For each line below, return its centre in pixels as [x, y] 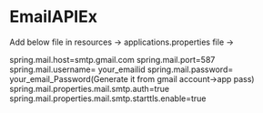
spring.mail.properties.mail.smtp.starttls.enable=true [108, 98]
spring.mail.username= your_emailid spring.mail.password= [121, 69]
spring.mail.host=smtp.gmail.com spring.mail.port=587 [112, 59]
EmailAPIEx [54, 17]
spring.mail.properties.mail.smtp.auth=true [90, 88]
